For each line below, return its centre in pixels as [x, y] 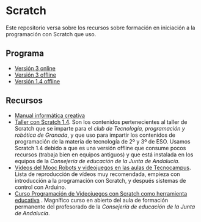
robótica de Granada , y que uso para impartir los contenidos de [95, 135]
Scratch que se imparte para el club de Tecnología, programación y [100, 128]
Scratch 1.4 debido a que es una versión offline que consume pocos [100, 148]
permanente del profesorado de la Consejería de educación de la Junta [105, 207]
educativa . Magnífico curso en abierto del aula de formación [91, 200]
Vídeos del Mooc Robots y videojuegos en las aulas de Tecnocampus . [103, 167]
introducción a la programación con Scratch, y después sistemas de [100, 180]
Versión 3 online [35, 68]
